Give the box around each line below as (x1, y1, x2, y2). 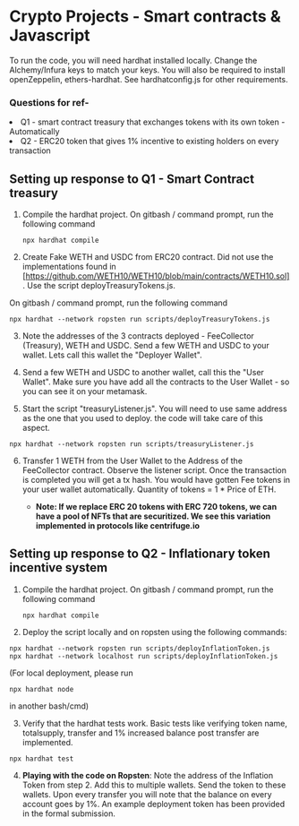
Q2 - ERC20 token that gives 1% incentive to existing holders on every (21, 136, 279, 147)
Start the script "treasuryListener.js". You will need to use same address (21, 403, 288, 414)
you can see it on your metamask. (21, 386, 148, 397)
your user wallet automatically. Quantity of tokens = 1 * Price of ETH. (21, 484, 277, 495)
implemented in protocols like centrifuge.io (35, 521, 200, 531)
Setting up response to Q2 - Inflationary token (9, 546, 270, 562)
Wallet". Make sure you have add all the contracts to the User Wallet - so (21, 376, 290, 387)
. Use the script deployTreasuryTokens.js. (21, 280, 176, 291)
